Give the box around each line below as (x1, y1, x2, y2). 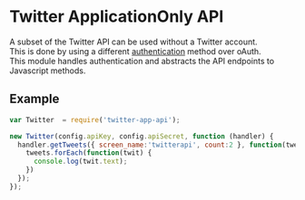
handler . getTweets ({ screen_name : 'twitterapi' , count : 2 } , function (17, 140, 282, 149)
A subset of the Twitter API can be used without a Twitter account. (9, 36, 258, 47)
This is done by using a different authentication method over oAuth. (9, 45, 261, 56)
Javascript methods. (9, 65, 86, 76)
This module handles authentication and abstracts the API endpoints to (9, 55, 275, 66)
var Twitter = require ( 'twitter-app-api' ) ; (9, 115, 181, 124)
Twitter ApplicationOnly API (9, 6, 224, 27)
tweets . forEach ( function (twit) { (25, 148, 152, 157)
